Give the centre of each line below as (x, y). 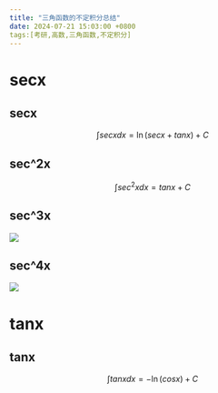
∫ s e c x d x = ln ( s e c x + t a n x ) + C (153, 135)
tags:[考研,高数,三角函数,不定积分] (70, 35)
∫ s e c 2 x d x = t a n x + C (153, 186)
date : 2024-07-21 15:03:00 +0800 (73, 26)
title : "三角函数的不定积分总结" (65, 18)
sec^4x (30, 266)
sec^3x (30, 216)
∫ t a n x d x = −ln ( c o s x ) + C (153, 379)
